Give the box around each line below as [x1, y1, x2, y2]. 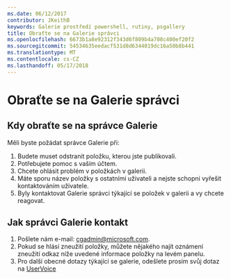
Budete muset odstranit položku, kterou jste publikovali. [17, 151, 177, 160]
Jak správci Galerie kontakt [7, 217, 129, 229]
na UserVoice [17, 264, 57, 273]
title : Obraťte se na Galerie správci [7, 29, 120, 37]
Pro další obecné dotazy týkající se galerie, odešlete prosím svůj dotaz [17, 257, 220, 266]
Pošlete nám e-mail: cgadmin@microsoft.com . [17, 235, 150, 243]
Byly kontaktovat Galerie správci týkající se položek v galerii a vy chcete [17, 189, 224, 197]
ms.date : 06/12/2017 [7, 10, 67, 17]
